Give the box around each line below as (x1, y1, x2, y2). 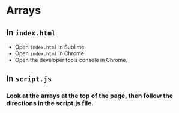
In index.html (6, 28, 56, 38)
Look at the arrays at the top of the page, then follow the (6, 91, 173, 100)
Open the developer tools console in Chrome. (14, 56, 128, 63)
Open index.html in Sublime (14, 43, 85, 50)
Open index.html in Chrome (14, 50, 84, 57)
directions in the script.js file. (6, 99, 94, 108)
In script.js (6, 73, 52, 84)
